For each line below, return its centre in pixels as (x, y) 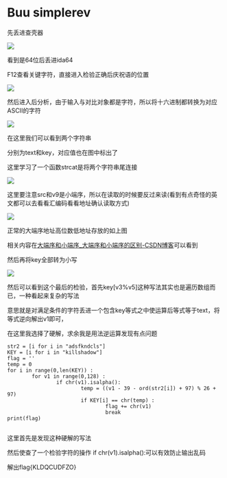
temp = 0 (20, 364)
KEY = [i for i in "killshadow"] (55, 352)
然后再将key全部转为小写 (42, 259)
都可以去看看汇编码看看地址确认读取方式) (71, 203)
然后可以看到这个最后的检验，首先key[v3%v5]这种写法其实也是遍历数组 (108, 287)
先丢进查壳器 (25, 32)
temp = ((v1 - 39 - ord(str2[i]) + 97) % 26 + (148, 388)
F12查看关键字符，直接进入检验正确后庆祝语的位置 (78, 74)
